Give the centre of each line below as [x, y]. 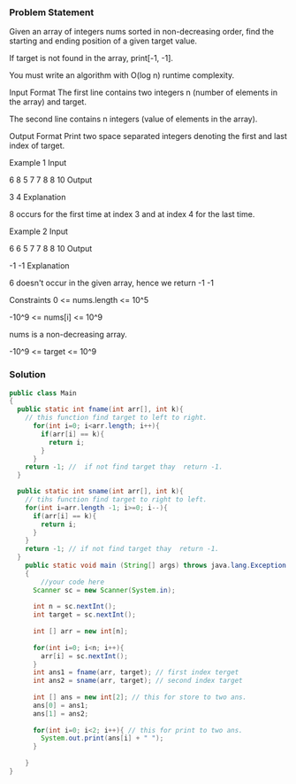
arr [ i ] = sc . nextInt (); [84, 656]
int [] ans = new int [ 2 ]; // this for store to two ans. [140, 697]
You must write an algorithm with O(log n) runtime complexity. [122, 75]
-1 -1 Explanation [39, 266]
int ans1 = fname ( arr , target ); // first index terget [136, 672]
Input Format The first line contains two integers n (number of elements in [144, 93]
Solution [28, 375]
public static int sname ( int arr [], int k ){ [100, 492]
